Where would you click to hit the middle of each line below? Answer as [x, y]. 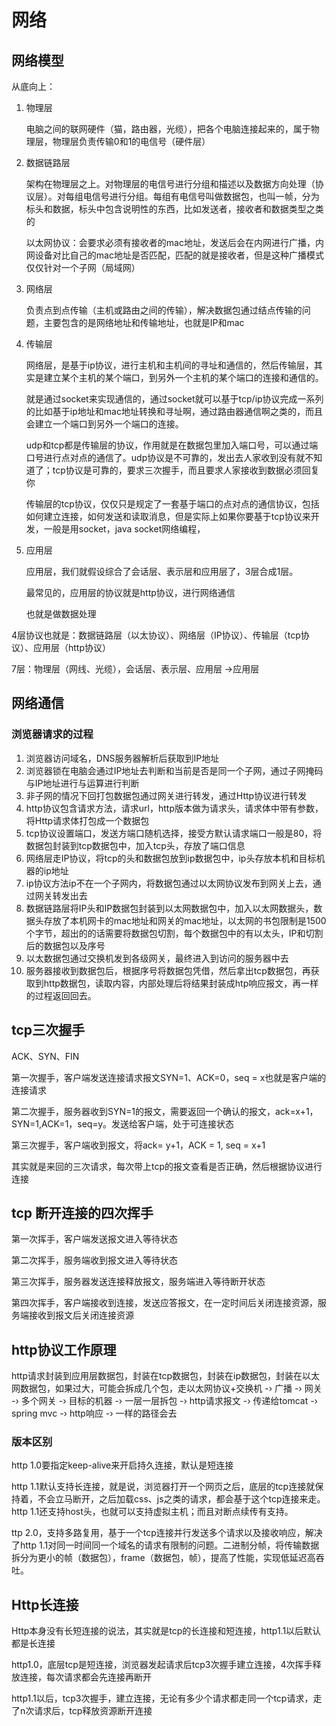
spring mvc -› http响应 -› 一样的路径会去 [94, 1413]
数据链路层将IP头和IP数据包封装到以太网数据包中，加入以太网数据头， [169, 908]
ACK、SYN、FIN [45, 1056]
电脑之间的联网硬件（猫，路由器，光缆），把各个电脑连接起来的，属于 [168, 129]
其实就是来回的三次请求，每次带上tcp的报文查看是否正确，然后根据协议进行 [167, 1166]
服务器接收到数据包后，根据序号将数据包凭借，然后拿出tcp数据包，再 [168, 970]
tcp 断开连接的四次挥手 [82, 1212]
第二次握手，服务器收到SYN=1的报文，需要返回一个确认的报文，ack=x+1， [165, 1111]
